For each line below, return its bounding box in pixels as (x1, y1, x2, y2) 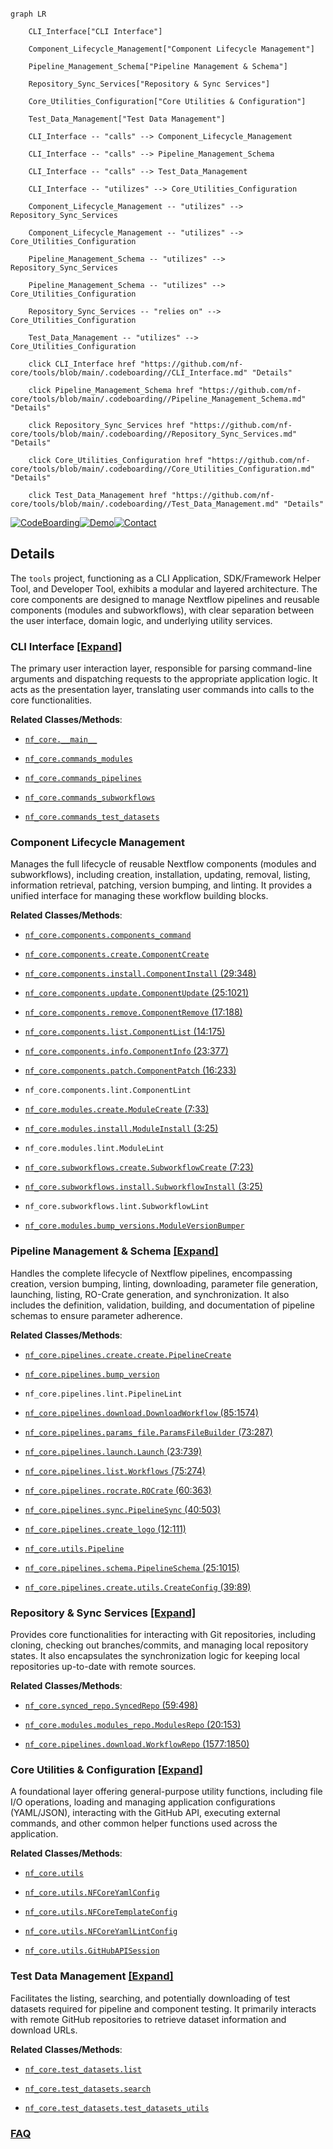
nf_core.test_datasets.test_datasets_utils (24, 2103, 210, 2113)
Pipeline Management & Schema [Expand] (10, 1244, 219, 1258)
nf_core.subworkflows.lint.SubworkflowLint (24, 1202, 210, 1212)
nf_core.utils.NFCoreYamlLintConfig (24, 1927, 178, 1937)
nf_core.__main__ (24, 735, 98, 745)
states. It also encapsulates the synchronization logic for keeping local (10, 1650, 300, 1661)
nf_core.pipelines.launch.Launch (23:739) (24, 1445, 203, 1457)
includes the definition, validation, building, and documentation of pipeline (10, 1299, 315, 1311)
